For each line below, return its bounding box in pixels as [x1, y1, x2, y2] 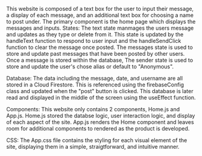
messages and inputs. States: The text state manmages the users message [6, 24, 194, 31]
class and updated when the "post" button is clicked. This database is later [6, 88, 194, 94]
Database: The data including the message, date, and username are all [6, 75, 183, 82]
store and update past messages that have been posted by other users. [6, 50, 185, 57]
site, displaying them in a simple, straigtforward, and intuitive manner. [6, 143, 180, 150]
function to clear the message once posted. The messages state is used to [6, 44, 193, 51]
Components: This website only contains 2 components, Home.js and [6, 106, 180, 112]
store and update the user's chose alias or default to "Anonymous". [6, 63, 174, 70]
